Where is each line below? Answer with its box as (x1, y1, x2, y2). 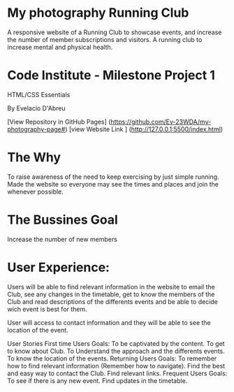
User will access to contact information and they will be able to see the (7, 318, 211, 326)
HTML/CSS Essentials (7, 90, 71, 99)
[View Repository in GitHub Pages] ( (7, 117, 111, 126)
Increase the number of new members (7, 235, 117, 243)
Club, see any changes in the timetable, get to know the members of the (7, 290, 215, 298)
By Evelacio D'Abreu (7, 103, 66, 112)
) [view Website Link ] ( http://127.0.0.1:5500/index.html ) (65, 124, 224, 133)
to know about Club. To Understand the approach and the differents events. (7, 347, 225, 355)
